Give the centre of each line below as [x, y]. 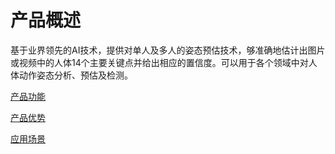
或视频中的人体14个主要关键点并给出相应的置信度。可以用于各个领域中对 [159, 62]
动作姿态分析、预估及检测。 [75, 75]
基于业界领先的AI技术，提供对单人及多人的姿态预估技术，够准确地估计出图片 [168, 50]
